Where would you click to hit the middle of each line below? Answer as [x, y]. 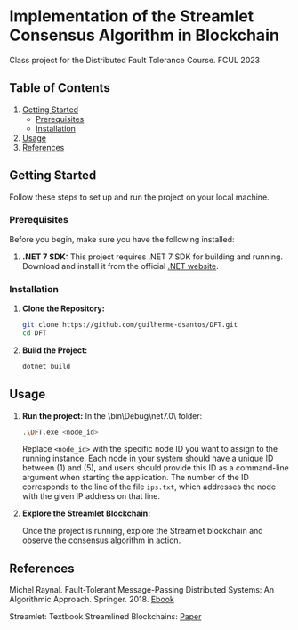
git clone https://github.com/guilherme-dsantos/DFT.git [130, 325]
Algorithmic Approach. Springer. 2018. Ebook [92, 600]
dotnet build [46, 366]
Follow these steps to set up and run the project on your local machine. [139, 197]
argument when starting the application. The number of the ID [135, 478]
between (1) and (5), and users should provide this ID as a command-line [155, 468]
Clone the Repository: [63, 308]
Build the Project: [55, 350]
